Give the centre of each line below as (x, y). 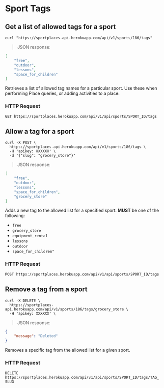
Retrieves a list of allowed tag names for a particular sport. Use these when (81, 88)
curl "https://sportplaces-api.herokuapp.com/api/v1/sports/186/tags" (79, 38)
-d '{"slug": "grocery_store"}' (43, 156)
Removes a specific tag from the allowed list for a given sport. (68, 350)
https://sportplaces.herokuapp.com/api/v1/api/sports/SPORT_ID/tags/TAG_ (82, 377)
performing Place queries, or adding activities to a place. (62, 93)
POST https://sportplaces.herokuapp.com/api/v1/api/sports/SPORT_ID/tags (82, 274)
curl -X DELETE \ (23, 301)
